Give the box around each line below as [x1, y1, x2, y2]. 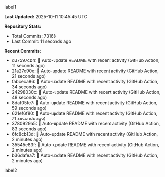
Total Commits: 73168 [11, 33, 56, 39]
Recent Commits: [4, 48, 41, 54]
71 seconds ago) [11, 116, 46, 121]
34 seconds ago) [11, 84, 47, 90]
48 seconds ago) [11, 94, 47, 100]
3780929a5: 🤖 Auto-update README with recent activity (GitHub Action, [11, 121, 160, 126]
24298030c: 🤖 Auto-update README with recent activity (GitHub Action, [11, 89, 161, 95]
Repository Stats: [4, 23, 42, 29]
